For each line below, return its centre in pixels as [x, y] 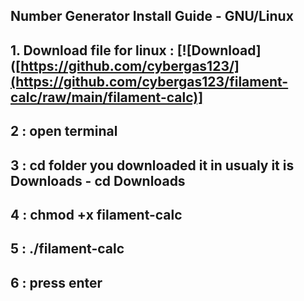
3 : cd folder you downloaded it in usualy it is [152, 165]
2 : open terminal [64, 131]
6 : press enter [56, 282]
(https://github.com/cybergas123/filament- [149, 81]
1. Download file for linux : [92, 50]
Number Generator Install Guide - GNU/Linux [152, 16]
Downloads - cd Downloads [98, 180]
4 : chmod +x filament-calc [96, 214]
